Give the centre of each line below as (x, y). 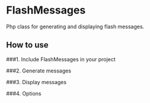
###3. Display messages (36, 82)
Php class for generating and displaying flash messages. (75, 26)
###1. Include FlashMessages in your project (61, 59)
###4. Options (24, 93)
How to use (27, 45)
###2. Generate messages (39, 71)
